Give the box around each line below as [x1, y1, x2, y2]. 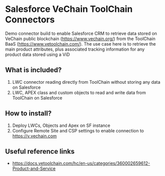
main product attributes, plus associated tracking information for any [5, 46, 145, 52]
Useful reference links [5, 147, 75, 156]
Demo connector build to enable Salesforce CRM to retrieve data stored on [5, 30, 157, 36]
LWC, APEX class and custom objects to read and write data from [12, 89, 146, 95]
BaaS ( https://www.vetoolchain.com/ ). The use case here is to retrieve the [5, 41, 156, 47]
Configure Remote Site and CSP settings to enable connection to [12, 127, 144, 133]
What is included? [5, 66, 62, 74]
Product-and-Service [12, 166, 56, 172]
